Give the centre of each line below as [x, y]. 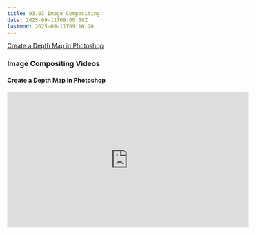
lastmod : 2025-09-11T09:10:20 [51, 26]
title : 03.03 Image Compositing [53, 13]
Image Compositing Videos [53, 64]
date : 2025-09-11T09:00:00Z [48, 20]
